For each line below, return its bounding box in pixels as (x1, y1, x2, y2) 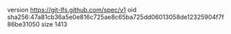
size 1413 (41, 20, 67, 28)
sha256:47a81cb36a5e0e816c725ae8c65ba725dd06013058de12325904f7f (7, 13, 225, 21)
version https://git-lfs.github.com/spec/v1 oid (7, 6, 137, 14)
